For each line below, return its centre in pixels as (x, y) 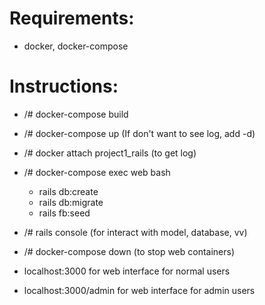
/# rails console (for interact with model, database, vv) (135, 232)
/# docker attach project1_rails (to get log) (110, 153)
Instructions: (64, 86)
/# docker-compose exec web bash (97, 172)
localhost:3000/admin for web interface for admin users (139, 290)
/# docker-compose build (76, 114)
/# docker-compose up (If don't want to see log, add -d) (139, 133)
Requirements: (72, 18)
